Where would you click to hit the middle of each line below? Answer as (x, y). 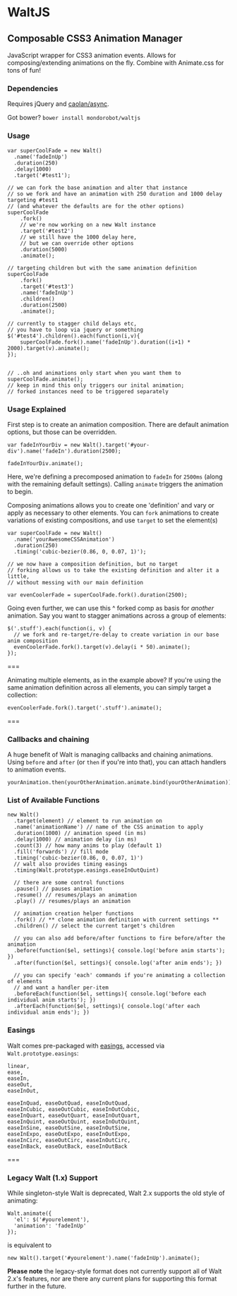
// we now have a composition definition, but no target (93, 564)
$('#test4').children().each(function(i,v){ (74, 336)
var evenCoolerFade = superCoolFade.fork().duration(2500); (98, 595)
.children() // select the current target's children (94, 926)
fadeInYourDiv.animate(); (45, 463)
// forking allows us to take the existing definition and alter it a (113, 570)
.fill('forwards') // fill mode (61, 852)
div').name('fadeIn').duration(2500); (64, 451)
